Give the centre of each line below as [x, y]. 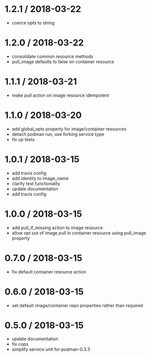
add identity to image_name [40, 178]
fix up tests [23, 139]
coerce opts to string [33, 23]
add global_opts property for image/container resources [69, 129]
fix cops [20, 344]
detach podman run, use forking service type [58, 134]
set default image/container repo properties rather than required [77, 305]
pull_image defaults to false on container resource [63, 61]
